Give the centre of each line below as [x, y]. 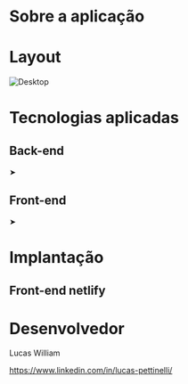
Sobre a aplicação [77, 16]
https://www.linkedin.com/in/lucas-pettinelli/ [91, 371]
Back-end [37, 150]
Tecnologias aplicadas [94, 118]
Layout [35, 57]
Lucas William [35, 353]
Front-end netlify [57, 290]
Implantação [57, 258]
